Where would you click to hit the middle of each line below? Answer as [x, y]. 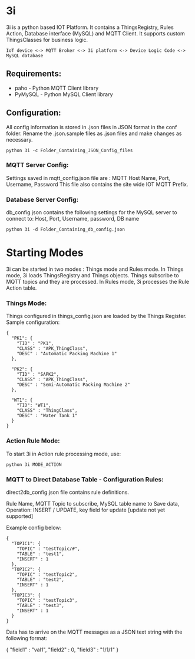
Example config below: [34, 527]
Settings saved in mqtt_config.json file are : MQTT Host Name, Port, [88, 178]
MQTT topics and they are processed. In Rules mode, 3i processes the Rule [98, 282]
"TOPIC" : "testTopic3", [47, 600]
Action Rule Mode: [33, 441]
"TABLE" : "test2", [41, 579]
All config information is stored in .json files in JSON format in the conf [92, 127]
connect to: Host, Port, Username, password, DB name [73, 219]
